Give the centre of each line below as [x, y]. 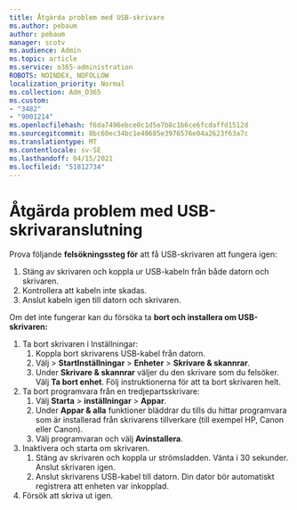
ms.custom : [29, 100]
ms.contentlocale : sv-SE [55, 150]
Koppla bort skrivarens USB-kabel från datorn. [120, 354]
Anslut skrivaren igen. [75, 467]
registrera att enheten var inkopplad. [102, 486]
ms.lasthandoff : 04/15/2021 [61, 158]
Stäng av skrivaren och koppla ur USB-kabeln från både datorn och [145, 272]
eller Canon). [59, 430]
